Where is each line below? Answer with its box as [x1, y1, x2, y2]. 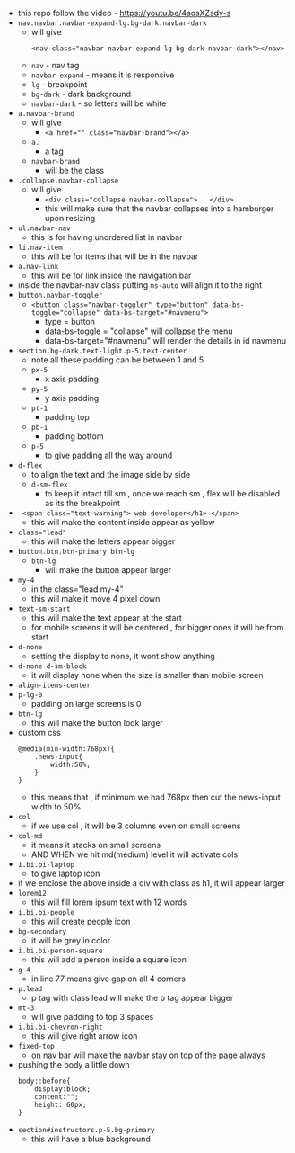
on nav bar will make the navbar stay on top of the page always [30, 1050, 266, 1060]
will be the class [44, 165, 105, 175]
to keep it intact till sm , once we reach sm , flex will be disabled [44, 488, 281, 498]
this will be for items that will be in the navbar [30, 251, 199, 262]
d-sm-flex [30, 480, 69, 489]
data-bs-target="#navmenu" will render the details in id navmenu [44, 335, 287, 345]
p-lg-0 [17, 691, 43, 700]
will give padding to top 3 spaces [30, 1012, 154, 1022]
